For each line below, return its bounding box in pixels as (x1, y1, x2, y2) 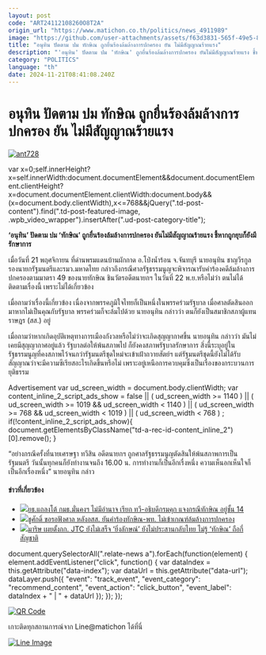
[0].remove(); (8, 433, 51, 442)
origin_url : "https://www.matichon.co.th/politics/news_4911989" (8, 26, 228, 34)
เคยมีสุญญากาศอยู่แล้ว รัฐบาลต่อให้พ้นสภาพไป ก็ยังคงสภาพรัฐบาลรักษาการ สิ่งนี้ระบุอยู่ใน (8, 340, 236, 350)
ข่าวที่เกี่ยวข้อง (8, 485, 44, 495)
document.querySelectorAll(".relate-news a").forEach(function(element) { (8, 549, 248, 558)
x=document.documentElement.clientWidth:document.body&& (8, 190, 212, 199)
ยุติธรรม (8, 366, 29, 377)
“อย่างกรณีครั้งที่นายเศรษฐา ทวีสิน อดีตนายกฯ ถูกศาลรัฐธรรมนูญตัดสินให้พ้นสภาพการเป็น (8, 449, 238, 458)
